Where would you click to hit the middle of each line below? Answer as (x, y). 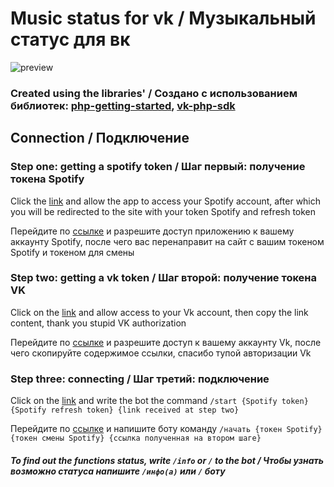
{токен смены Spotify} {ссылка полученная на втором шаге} (136, 438)
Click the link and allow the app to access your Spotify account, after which (166, 201)
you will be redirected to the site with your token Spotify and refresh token (163, 211)
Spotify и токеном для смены (72, 252)
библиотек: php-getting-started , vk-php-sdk (123, 105)
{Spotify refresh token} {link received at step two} (125, 410)
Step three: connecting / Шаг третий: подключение (140, 379)
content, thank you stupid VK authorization (98, 323)
